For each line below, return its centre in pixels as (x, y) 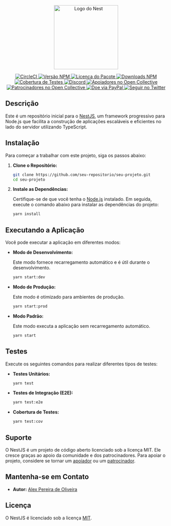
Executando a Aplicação (45, 230)
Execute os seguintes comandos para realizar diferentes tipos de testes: (81, 364)
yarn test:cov (28, 422)
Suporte (18, 437)
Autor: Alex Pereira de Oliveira (45, 489)
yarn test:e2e (28, 402)
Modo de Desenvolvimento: (43, 252)
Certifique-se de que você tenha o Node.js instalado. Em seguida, (82, 199)
